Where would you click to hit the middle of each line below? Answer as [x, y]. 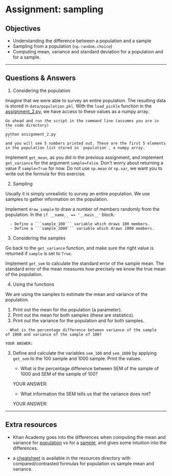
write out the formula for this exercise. [46, 174]
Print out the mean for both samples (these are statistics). [73, 315]
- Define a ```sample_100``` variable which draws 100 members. [80, 224]
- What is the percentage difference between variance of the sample [81, 330]
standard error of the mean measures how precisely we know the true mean [85, 269]
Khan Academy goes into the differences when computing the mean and [89, 437]
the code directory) [27, 125]
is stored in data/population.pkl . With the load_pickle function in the [79, 106]
